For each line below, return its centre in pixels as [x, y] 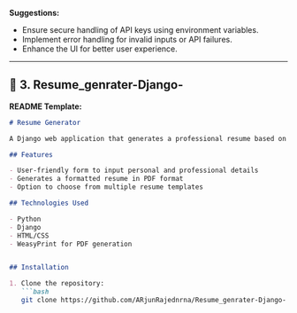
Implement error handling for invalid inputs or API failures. [127, 39]
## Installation [39, 268]
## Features [31, 154]
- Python [25, 219]
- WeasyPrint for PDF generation [71, 244]
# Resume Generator [45, 122]
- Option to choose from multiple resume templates [106, 187]
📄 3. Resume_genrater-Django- [96, 85]
